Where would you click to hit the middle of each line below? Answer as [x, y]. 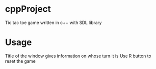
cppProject [28, 9]
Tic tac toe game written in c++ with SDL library [53, 23]
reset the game [20, 61]
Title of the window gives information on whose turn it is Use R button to [78, 56]
